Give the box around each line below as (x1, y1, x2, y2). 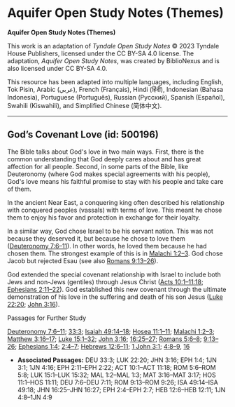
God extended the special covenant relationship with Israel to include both (7, 270, 222, 279)
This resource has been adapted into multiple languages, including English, (7, 77, 224, 86)
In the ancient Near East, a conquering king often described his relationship (7, 198, 225, 206)
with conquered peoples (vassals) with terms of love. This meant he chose (7, 206, 222, 214)
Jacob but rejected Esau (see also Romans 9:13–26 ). (7, 256, 159, 265)
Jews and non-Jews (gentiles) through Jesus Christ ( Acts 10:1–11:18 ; (7, 277, 204, 286)
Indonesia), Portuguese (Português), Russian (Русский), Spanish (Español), (7, 93, 225, 101)
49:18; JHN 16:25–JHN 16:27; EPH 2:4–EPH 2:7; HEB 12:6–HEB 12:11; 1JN (17, 385, 226, 394)
